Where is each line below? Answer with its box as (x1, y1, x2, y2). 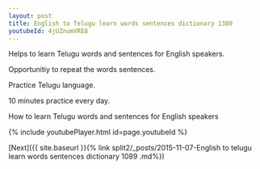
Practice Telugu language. (8, 80, 95, 90)
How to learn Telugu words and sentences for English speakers (8, 112, 220, 121)
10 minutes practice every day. (8, 96, 111, 106)
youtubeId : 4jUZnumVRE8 (8, 27, 89, 35)
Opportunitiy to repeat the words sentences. (8, 65, 156, 74)
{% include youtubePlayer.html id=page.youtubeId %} (8, 127, 188, 137)
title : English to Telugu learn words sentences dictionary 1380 (8, 19, 233, 27)
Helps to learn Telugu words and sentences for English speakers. (8, 49, 225, 59)
